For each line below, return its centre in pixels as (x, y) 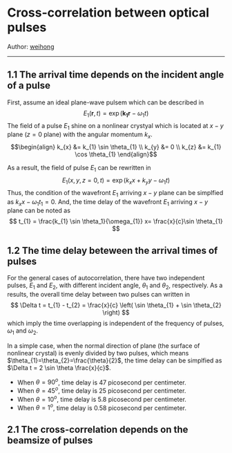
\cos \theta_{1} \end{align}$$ (116, 154)
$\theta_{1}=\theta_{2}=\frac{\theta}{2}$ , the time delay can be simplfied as (115, 360)
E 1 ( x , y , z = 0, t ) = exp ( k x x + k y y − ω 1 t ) (116, 181)
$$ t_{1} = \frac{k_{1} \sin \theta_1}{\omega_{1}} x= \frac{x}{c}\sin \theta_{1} (116, 221)
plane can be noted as (39, 211)
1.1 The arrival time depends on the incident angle (116, 75)
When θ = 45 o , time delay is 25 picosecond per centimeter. (101, 390)
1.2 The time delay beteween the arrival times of (113, 250)
